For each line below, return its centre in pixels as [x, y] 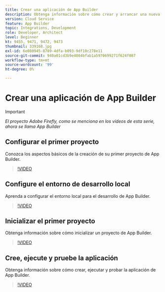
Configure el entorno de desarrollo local [68, 184]
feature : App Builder [27, 23]
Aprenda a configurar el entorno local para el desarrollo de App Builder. [78, 196]
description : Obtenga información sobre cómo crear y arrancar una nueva [83, 14]
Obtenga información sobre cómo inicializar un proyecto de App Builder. [79, 233]
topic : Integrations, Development [41, 28]
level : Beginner [22, 37]
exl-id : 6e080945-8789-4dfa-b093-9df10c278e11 [54, 51]
